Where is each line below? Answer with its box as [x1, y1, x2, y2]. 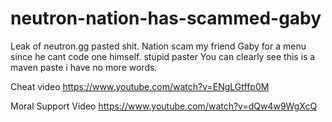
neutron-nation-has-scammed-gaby [10, 7, 322, 30]
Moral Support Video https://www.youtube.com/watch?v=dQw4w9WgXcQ [10, 100, 318, 112]
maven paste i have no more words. [10, 61, 158, 73]
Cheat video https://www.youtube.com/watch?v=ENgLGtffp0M [10, 80, 270, 92]
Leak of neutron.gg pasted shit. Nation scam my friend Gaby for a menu [10, 40, 307, 52]
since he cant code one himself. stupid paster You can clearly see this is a [10, 50, 316, 62]
